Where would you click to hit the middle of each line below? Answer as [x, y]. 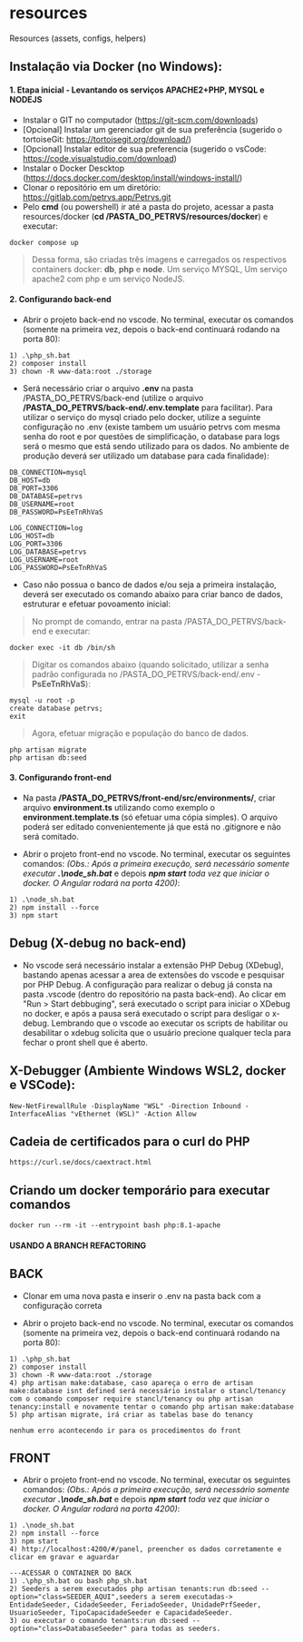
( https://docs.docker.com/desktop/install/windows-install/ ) [132, 177]
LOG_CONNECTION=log [46, 528]
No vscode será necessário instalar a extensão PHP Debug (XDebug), [153, 965]
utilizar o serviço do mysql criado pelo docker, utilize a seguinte [142, 417]
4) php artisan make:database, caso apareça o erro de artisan [132, 1382]
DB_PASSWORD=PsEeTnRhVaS [56, 512]
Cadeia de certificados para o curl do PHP [130, 1141]
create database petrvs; [56, 708]
